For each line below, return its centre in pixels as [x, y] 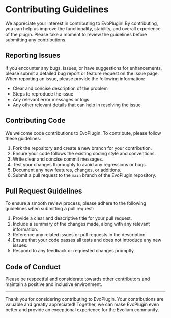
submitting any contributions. [36, 40]
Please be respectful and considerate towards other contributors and [78, 279]
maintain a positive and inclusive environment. [54, 284]
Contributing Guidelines [57, 9]
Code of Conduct [33, 267]
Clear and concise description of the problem [60, 88]
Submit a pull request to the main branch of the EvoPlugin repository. [84, 175]
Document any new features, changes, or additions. [67, 170]
